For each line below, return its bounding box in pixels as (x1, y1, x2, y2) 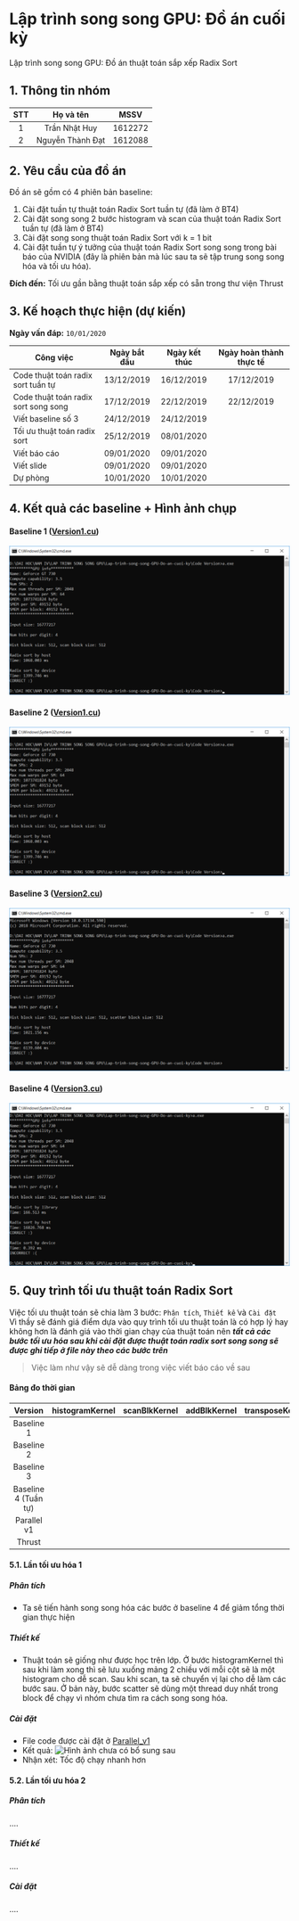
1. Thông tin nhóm (9, 83, 111, 98)
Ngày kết (166, 348, 202, 358)
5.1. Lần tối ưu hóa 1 (9, 1560, 83, 1571)
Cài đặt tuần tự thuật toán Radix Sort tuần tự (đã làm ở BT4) (21, 204, 239, 215)
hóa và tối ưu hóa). (21, 261, 92, 272)
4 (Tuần (14, 1493, 44, 1504)
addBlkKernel (185, 1405, 238, 1416)
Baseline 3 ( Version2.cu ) (9, 888, 103, 899)
